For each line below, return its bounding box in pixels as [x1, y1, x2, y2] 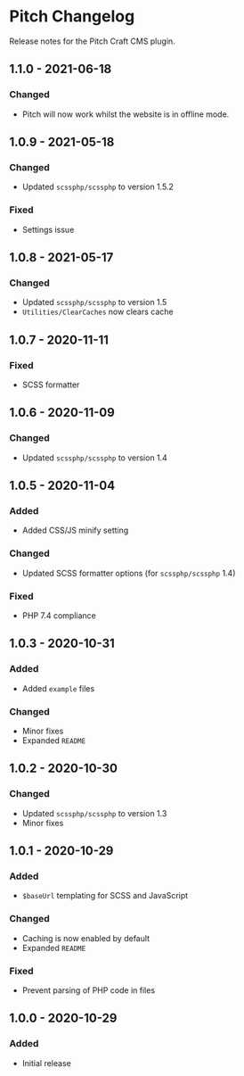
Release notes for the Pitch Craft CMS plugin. [9, 36, 175, 46]
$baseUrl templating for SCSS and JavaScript [21, 890, 189, 901]
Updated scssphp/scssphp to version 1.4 [21, 452, 167, 463]
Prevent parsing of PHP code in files [21, 984, 156, 996]
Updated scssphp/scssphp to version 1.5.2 [21, 181, 174, 193]
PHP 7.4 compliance [21, 609, 96, 621]
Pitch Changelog [9, 6, 135, 27]
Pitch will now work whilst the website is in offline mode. [21, 109, 230, 120]
